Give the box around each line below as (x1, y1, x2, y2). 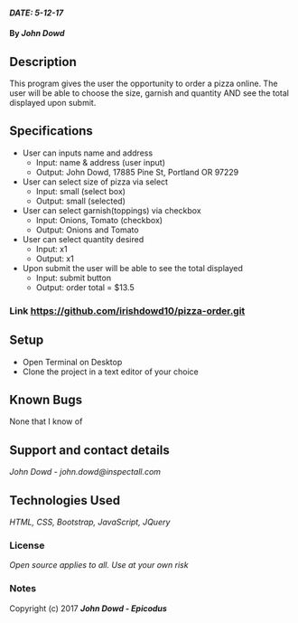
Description (9, 54, 77, 70)
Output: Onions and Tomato (35, 224, 139, 235)
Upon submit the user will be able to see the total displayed (22, 262, 244, 273)
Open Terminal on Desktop (22, 356, 123, 367)
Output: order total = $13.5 (35, 281, 135, 293)
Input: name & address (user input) (35, 156, 165, 167)
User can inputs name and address (22, 147, 154, 158)
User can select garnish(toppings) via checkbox (22, 204, 201, 216)
